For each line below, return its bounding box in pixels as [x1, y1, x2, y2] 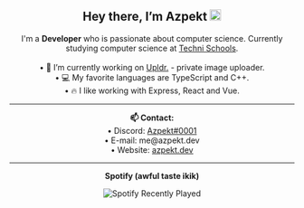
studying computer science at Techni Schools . [65, 43, 239, 53]
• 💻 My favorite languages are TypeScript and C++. [54, 71, 250, 82]
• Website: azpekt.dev [110, 144, 194, 155]
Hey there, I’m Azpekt [82, 9, 208, 24]
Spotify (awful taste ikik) [104, 170, 200, 181]
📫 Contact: [129, 112, 175, 123]
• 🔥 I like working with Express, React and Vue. [64, 85, 240, 96]
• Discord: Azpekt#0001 [107, 125, 197, 136]
